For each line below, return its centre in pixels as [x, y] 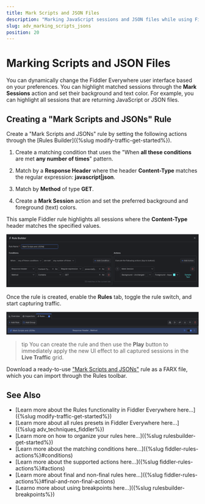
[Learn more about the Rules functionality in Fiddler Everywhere [95, 410]
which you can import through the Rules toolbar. [67, 376]
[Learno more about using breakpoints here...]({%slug [83, 488]
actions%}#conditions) [44, 456]
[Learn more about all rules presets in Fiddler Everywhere [87, 423]
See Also [23, 395]
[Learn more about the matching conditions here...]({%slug [89, 449]
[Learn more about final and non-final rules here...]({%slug [89, 475]
